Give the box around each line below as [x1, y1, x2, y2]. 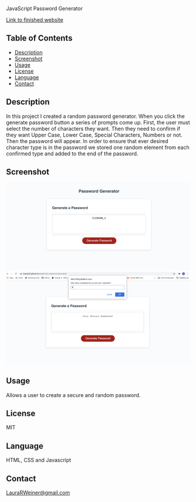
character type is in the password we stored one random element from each [6, 144, 190, 151]
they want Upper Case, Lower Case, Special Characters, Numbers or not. [6, 131, 183, 138]
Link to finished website [6, 16, 63, 23]
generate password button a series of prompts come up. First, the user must [6, 118, 190, 126]
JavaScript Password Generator [6, 5, 83, 12]
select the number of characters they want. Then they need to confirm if [6, 125, 180, 132]
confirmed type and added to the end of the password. [6, 150, 139, 157]
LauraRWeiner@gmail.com [6, 489, 70, 496]
